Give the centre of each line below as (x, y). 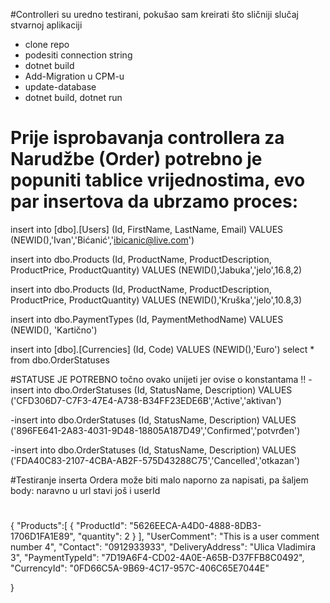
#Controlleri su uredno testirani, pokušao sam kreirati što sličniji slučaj (154, 14)
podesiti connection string (78, 55)
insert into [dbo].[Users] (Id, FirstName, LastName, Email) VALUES (147, 229)
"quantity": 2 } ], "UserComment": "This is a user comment (198, 536)
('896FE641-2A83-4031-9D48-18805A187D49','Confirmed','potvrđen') (155, 430)
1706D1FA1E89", (43, 536)
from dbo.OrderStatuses (60, 360)
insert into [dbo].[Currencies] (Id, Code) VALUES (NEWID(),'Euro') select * (162, 349)
